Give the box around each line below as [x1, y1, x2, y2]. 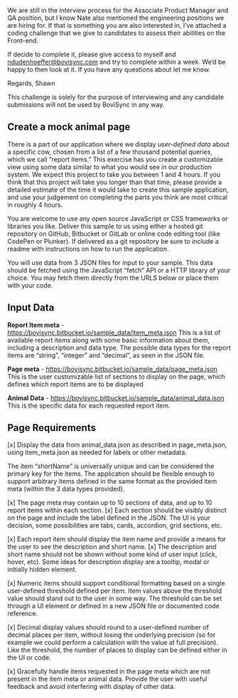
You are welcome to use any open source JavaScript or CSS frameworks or [7, 214, 229, 223]
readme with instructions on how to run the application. [7, 244, 169, 253]
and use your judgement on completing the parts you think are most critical [7, 192, 228, 202]
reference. [7, 609, 38, 618]
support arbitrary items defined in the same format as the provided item [7, 477, 217, 486]
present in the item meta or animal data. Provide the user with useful [7, 674, 207, 683]
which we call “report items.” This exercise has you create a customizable [7, 155, 224, 163]
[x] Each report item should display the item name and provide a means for [7, 535, 226, 543]
